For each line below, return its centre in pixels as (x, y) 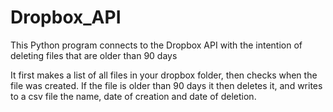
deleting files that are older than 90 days (94, 55)
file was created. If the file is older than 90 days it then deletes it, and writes (166, 85)
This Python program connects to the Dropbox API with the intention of (156, 45)
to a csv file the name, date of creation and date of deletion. (133, 96)
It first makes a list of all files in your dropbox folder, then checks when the (164, 75)
